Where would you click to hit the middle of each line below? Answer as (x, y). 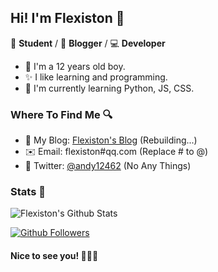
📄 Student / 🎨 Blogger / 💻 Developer (88, 43)
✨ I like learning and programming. (96, 77)
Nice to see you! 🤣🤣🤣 (54, 255)
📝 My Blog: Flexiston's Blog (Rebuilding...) (111, 140)
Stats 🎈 (28, 192)
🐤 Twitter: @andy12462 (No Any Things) (108, 166)
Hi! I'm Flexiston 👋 (67, 18)
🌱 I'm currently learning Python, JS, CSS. (109, 88)
